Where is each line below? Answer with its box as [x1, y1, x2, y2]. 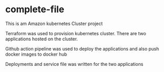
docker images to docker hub [5, 51, 67, 57]
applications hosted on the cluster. [5, 36, 78, 42]
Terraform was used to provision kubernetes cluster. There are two [5, 30, 147, 36]
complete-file [5, 4, 65, 15]
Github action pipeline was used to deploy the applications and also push [5, 45, 159, 52]
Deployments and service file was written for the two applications [5, 61, 144, 67]
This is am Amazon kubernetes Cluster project [5, 20, 103, 27]
